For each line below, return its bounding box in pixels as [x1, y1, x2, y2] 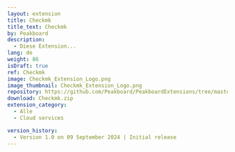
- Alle [13, 108, 33, 115]
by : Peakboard [7, 29, 49, 37]
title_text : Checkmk [7, 23, 68, 30]
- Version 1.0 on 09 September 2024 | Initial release [13, 134, 177, 141]
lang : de [7, 50, 33, 57]
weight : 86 [7, 56, 39, 63]
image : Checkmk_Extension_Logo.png [7, 75, 111, 83]
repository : [7, 88, 42, 95]
